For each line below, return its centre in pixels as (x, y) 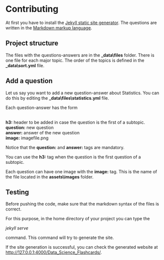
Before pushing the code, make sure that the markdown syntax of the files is (82, 204)
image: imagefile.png (27, 138)
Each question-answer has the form (41, 107)
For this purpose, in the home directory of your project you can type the (78, 219)
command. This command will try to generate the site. (60, 238)
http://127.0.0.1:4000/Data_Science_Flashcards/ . (54, 252)
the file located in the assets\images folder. (50, 177)
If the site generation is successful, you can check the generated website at (82, 247)
